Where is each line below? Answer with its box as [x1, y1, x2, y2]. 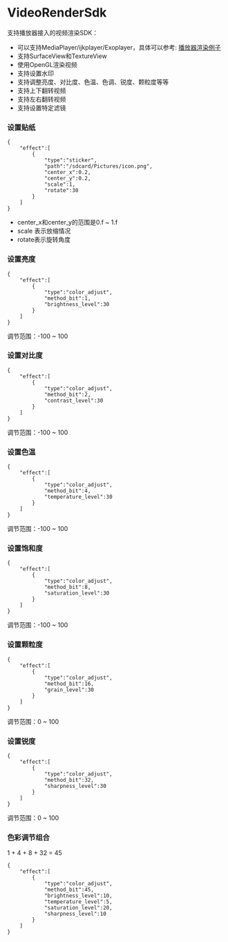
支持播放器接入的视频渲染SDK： [7, 28, 99, 37]
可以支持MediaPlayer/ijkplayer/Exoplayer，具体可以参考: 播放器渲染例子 [17, 43, 221, 51]
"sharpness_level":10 [44, 910, 107, 918]
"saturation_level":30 [44, 590, 110, 597]
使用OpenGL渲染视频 [17, 60, 77, 68]
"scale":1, [44, 181, 76, 188]
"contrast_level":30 [44, 397, 104, 404]
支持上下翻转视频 [17, 86, 66, 95]
